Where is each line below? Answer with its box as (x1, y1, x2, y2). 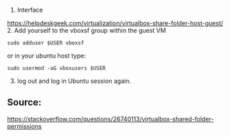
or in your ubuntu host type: (7, 51, 86, 60)
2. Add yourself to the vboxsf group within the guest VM (7, 27, 166, 34)
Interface (16, 6, 43, 14)
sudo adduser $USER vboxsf (7, 40, 84, 47)
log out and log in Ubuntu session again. (16, 77, 132, 85)
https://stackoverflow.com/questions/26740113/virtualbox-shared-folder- (7, 114, 214, 123)
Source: (7, 97, 42, 108)
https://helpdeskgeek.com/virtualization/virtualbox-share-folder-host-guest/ (7, 19, 224, 27)
